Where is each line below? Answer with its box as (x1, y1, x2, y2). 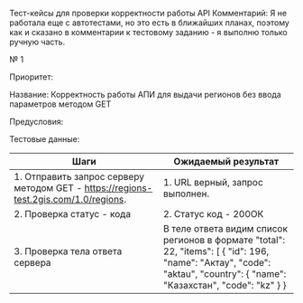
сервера (14, 257, 51, 269)
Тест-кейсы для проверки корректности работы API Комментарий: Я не (9, 8, 287, 18)
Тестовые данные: (9, 134, 80, 144)
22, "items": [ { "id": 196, (163, 245, 270, 257)
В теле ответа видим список (163, 223, 289, 234)
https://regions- (84, 182, 153, 194)
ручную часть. (9, 36, 66, 47)
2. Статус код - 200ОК (163, 208, 264, 220)
